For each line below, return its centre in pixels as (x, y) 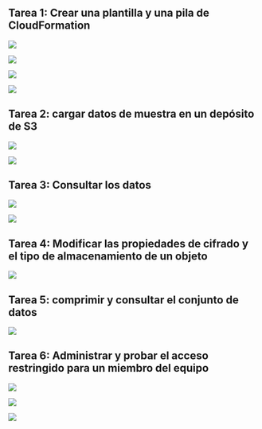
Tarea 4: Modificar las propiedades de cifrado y (129, 243)
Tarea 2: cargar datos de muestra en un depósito (131, 114)
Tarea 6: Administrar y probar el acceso (108, 356)
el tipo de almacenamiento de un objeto (108, 256)
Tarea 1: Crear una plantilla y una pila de (109, 13)
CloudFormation (49, 26)
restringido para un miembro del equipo (109, 368)
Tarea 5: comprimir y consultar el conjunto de (123, 300)
